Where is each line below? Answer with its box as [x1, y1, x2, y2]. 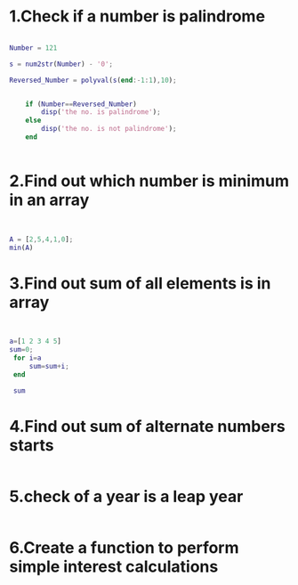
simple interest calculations [9, 557, 219, 576]
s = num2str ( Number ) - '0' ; [9, 60, 114, 69]
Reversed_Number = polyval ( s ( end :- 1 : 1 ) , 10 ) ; [9, 76, 177, 85]
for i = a [12, 353, 42, 362]
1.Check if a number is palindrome [9, 6, 265, 27]
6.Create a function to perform [9, 537, 239, 557]
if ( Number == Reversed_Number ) [25, 100, 138, 109]
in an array [9, 190, 90, 210]
